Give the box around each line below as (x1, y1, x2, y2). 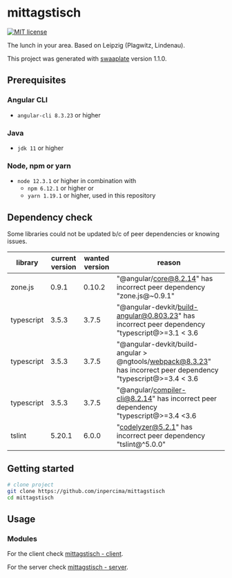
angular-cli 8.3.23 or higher (17, 110, 101, 119)
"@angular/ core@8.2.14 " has (116, 274, 213, 284)
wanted (84, 253, 110, 263)
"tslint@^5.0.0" (116, 440, 166, 450)
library (16, 258, 39, 267)
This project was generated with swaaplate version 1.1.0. (7, 54, 167, 63)
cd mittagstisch (7, 494, 54, 501)
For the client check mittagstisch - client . (7, 550, 124, 558)
